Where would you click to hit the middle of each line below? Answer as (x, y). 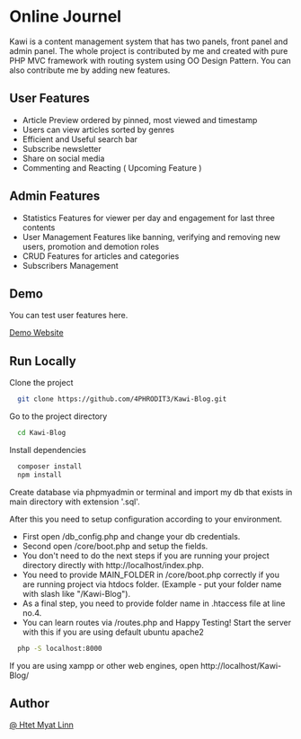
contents (39, 227)
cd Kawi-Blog (42, 433)
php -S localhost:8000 (60, 648)
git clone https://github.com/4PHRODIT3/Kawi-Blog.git (122, 399)
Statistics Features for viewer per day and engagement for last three (149, 218)
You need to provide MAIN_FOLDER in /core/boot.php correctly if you (151, 574)
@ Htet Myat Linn (41, 725)
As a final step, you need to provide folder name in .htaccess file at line (154, 603)
